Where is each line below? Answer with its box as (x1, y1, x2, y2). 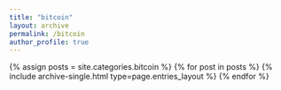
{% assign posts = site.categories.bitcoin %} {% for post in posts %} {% (9, 62, 273, 72)
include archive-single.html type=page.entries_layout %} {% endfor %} (9, 71, 269, 82)
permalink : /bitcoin (9, 29, 86, 38)
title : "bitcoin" (9, 12, 74, 22)
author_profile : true (9, 37, 90, 47)
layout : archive (9, 21, 69, 30)
